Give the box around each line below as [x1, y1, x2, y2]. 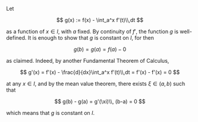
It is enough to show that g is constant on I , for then [27, 34, 155, 41]
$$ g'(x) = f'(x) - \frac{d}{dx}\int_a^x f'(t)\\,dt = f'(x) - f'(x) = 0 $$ [20, 69, 180, 76]
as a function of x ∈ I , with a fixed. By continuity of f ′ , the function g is [6, 28, 179, 35]
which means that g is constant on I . [6, 110, 95, 116]
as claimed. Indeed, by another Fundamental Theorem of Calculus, [6, 57, 169, 64]
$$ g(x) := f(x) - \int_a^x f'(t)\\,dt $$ [56, 17, 144, 23]
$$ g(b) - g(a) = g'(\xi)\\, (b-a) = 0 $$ [54, 98, 146, 105]
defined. [6, 34, 27, 41]
